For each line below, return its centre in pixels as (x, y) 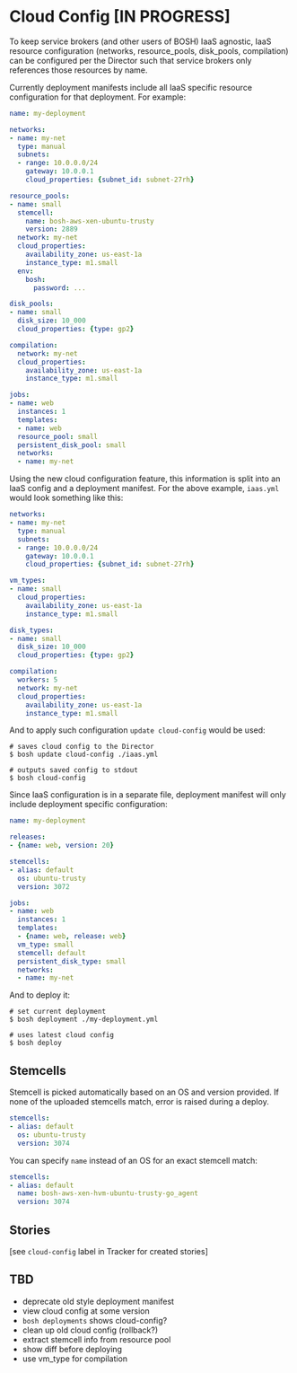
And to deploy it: (39, 995)
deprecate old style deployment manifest (98, 1301)
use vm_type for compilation (75, 1359)
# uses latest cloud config (62, 1035)
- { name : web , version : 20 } (62, 846)
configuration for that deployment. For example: (98, 97)
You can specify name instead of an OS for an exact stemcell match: (134, 1160)
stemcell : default (52, 953)
